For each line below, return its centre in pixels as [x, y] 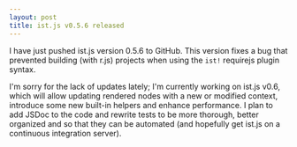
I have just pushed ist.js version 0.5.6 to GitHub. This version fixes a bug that [148, 50]
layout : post [33, 17]
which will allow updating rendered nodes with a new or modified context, [144, 96]
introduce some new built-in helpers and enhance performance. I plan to [141, 105]
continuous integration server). [65, 133]
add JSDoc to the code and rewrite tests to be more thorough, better [134, 114]
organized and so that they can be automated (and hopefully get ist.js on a [145, 123]
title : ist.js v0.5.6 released [67, 26]
